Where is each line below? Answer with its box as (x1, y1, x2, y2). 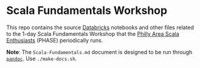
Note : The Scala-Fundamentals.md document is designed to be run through (6, 48, 193, 55)
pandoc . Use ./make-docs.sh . (6, 55, 77, 62)
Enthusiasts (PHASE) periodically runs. (6, 36, 103, 44)
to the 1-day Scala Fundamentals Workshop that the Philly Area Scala (6, 30, 179, 37)
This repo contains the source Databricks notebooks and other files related (6, 24, 195, 31)
